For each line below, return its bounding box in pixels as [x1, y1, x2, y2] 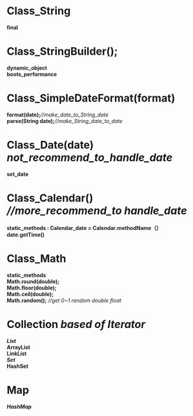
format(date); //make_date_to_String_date [7, 111, 109, 118]
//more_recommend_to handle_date [7, 204, 187, 218]
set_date [7, 171, 29, 178]
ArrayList [7, 343, 30, 351]
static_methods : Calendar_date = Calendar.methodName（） [7, 224, 162, 231]
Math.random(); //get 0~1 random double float [7, 297, 122, 304]
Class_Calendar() [7, 191, 94, 204]
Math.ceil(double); [7, 290, 54, 298]
